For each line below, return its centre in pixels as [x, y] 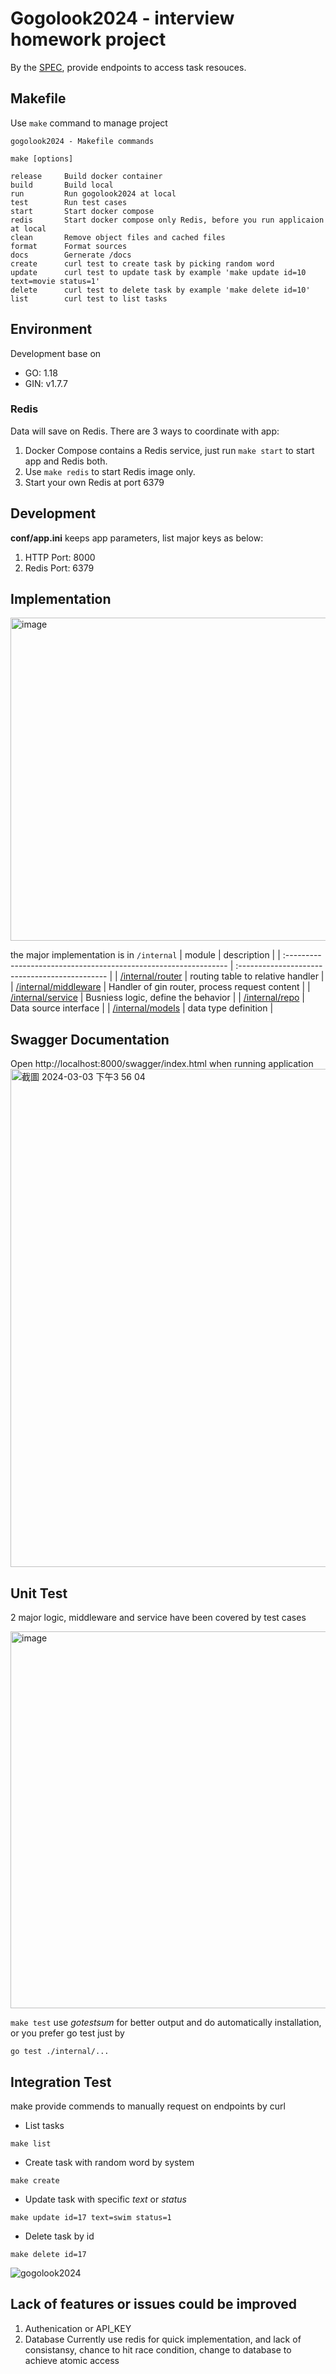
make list [31, 2143]
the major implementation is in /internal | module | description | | [145, 955]
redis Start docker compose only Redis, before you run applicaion [167, 220]
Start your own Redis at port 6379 [94, 482]
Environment [51, 329]
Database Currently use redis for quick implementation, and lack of [163, 2339]
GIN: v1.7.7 [46, 383]
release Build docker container [86, 176]
